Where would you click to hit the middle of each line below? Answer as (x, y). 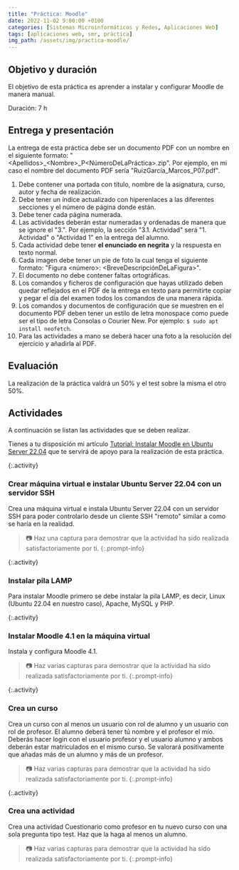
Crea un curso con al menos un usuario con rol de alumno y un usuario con (118, 724)
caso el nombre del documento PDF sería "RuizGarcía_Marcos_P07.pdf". (114, 170)
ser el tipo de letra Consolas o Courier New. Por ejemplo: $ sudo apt (118, 320)
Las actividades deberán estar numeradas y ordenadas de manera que (122, 222)
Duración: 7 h (28, 108)
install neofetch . (45, 328)
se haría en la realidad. (41, 523)
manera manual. (32, 94)
